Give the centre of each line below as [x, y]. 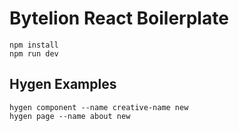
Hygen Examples [63, 84]
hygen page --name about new [70, 116]
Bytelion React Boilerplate [119, 18]
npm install [34, 45]
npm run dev [34, 53]
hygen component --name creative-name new [99, 107]
